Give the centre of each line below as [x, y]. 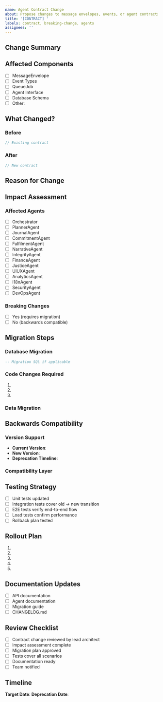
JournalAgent [26, 232]
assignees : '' [19, 28]
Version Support [25, 437]
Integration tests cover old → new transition [56, 504]
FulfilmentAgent [28, 244]
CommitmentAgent [31, 238]
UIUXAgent [23, 271]
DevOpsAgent [26, 293]
